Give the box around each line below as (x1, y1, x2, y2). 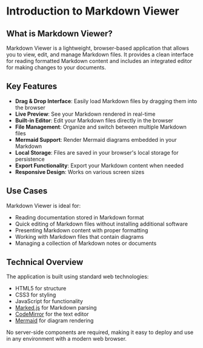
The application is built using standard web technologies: (6, 273, 149, 280)
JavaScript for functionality (15, 298, 84, 305)
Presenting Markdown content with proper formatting (15, 226, 148, 234)
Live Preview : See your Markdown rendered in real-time (15, 110, 156, 118)
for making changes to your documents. (6, 64, 106, 71)
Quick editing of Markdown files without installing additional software (15, 220, 188, 227)
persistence (15, 155, 45, 162)
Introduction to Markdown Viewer (6, 4, 180, 18)
